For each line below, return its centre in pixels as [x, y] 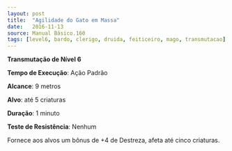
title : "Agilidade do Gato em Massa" [63, 20]
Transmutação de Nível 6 [44, 59]
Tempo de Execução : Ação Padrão [57, 73]
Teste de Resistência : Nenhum [52, 127]
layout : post [26, 14]
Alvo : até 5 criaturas [37, 100]
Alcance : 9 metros [34, 86]
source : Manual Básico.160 [46, 33]
